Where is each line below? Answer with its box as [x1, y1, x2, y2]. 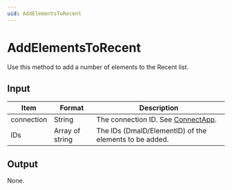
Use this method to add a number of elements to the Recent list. [7, 63, 189, 71]
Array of [54, 126, 81, 135]
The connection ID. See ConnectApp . [96, 115, 217, 124]
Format [59, 103, 84, 113]
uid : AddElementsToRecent [7, 10, 81, 17]
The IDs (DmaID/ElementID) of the [96, 126, 207, 135]
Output [7, 158, 38, 170]
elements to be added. [96, 135, 169, 144]
